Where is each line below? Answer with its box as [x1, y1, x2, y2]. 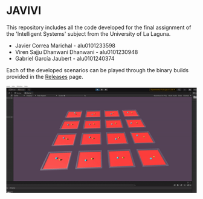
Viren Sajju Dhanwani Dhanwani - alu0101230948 [14, 48, 138, 55]
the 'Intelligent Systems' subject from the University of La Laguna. [6, 30, 171, 37]
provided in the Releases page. [6, 73, 83, 80]
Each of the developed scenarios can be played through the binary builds [6, 66, 189, 73]
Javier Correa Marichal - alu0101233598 [14, 42, 116, 49]
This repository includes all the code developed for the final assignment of [6, 24, 192, 31]
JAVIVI [6, 4, 42, 18]
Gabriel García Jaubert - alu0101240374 [14, 55, 115, 62]
